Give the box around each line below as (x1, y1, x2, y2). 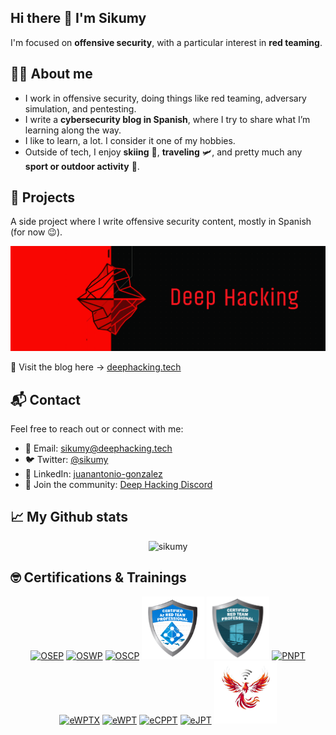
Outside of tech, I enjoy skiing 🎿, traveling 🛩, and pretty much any (24, 146, 303, 158)
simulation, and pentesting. (24, 102, 137, 115)
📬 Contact (10, 391, 81, 408)
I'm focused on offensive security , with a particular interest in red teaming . (10, 36, 323, 48)
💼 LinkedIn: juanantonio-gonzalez (24, 468, 163, 480)
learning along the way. (24, 124, 122, 136)
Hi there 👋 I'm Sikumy (10, 10, 147, 27)
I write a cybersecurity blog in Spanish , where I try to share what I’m (24, 113, 311, 125)
